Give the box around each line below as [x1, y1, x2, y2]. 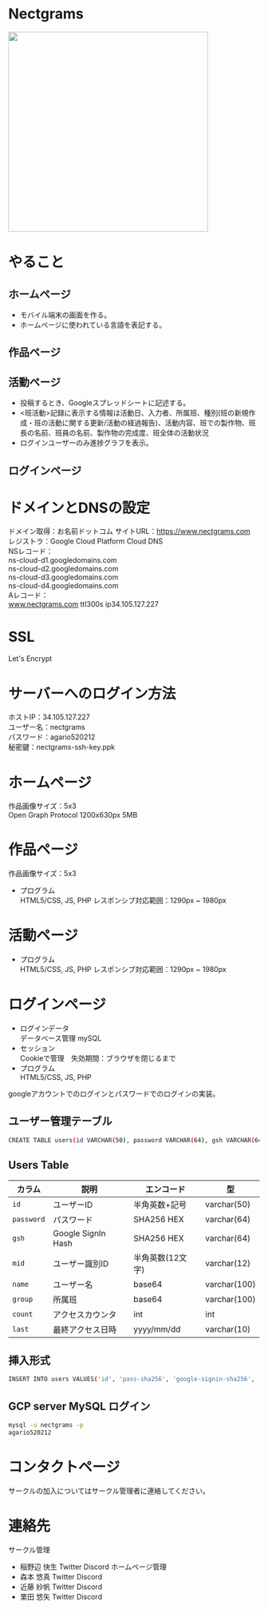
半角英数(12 [133, 1252, 179, 1263]
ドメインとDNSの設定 [8, 499, 150, 516]
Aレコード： [8, 591, 49, 600]
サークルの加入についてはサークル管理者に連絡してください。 [8, 1486, 210, 1495]
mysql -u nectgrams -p [8, 1421, 84, 1429]
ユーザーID [53, 1199, 93, 1210]
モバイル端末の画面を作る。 [19, 309, 112, 320]
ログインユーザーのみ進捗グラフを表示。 [19, 438, 153, 448]
